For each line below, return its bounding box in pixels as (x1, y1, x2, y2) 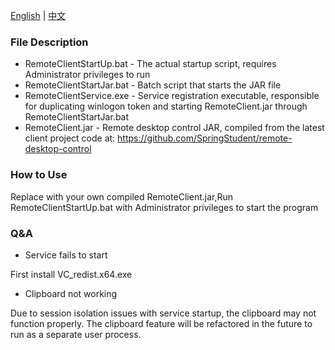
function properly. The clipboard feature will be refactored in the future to (10, 317, 313, 329)
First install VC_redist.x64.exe (10, 268, 133, 280)
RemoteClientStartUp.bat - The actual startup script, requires (24, 58, 277, 70)
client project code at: (24, 132, 116, 144)
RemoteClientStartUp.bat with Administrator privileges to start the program (10, 201, 319, 213)
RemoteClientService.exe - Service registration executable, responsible (24, 90, 320, 102)
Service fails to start (24, 249, 108, 261)
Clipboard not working (24, 287, 118, 299)
